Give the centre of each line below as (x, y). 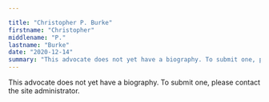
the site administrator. (44, 91)
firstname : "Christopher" (51, 30)
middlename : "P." (37, 37)
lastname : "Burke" (39, 45)
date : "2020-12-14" (41, 53)
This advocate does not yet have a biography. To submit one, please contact (134, 82)
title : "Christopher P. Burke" (60, 22)
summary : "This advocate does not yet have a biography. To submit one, (132, 60)
